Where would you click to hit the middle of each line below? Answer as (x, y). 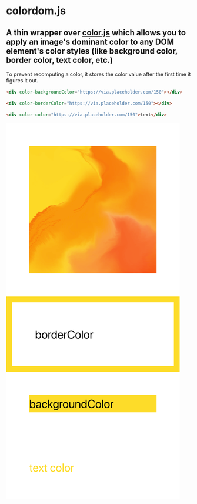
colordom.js (36, 11)
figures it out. (22, 80)
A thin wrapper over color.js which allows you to (96, 33)
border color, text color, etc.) (60, 60)
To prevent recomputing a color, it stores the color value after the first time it (98, 74)
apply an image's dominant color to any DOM (90, 41)
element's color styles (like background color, (92, 51)
